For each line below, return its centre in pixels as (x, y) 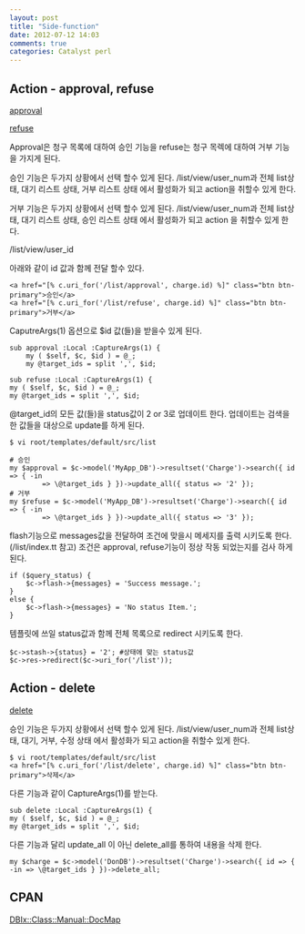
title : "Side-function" (55, 26)
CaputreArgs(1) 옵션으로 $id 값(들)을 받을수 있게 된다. (106, 330)
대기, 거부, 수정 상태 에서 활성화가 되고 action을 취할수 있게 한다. (136, 740)
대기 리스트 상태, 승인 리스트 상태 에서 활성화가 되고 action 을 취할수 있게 (150, 219)
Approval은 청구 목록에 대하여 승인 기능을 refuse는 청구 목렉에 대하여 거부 (141, 147)
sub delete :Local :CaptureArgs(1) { (81, 810)
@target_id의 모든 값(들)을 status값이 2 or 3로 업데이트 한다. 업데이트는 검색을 (150, 413)
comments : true (38, 43)
